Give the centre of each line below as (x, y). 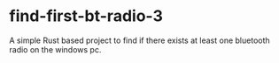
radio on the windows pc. (55, 49)
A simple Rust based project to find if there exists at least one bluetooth (139, 40)
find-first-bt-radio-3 (86, 16)
